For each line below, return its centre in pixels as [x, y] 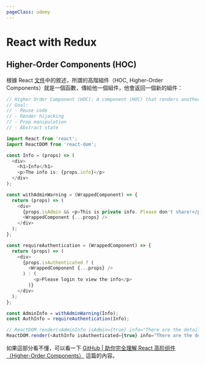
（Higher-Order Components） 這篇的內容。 [62, 356]
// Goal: [17, 105]
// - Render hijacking [35, 117]
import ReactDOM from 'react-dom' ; [52, 144]
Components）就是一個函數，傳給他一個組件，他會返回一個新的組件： [95, 88]
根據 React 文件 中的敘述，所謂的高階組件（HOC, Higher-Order [85, 80]
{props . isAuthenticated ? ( [58, 262]
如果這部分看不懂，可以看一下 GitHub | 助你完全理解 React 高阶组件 [91, 348]
